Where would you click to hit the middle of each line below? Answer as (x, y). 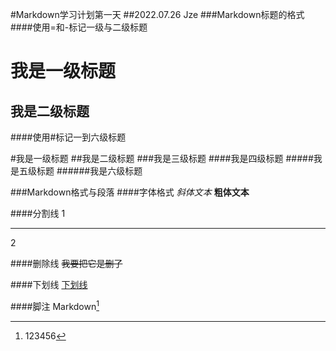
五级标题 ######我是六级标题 (80, 171)
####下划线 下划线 (49, 284)
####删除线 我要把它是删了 (66, 263)
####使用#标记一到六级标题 (68, 137)
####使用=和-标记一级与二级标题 (79, 27)
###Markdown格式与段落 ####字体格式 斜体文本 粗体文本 (130, 192)
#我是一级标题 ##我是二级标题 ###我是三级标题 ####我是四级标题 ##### (162, 158)
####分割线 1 (38, 213)
